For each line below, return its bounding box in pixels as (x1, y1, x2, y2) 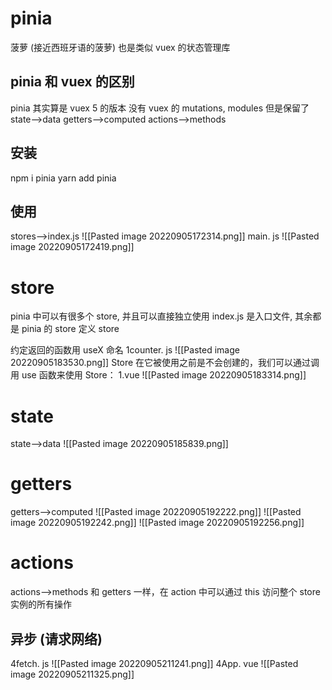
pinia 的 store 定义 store (21, 323, 120, 335)
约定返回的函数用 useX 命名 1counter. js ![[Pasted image (10, 344, 240, 356)
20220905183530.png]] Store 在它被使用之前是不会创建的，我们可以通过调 (10, 357, 320, 369)
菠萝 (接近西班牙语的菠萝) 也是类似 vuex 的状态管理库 (10, 41, 231, 53)
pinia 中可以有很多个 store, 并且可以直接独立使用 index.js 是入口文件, (10, 310, 293, 322)
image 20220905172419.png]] (10, 241, 135, 253)
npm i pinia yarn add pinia (10, 172, 117, 184)
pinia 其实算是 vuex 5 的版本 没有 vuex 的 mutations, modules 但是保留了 (10, 102, 310, 114)
